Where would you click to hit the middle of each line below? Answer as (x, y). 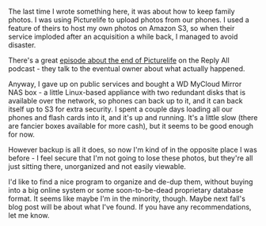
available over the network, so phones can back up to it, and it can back (125, 101)
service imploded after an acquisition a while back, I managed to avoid (123, 36)
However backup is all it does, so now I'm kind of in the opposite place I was (133, 150)
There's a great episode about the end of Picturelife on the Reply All (119, 60)
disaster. (22, 45)
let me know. (29, 215)
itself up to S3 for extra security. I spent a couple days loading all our (121, 109)
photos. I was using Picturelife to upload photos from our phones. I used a (129, 20)
